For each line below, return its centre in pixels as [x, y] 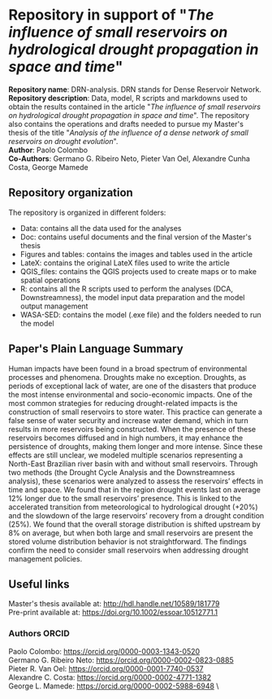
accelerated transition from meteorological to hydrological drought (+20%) [133, 507]
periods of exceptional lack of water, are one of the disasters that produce [133, 386]
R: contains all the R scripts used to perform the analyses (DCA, [127, 288]
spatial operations [50, 280]
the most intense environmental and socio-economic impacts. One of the [131, 394]
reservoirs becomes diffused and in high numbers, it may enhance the [126, 438]
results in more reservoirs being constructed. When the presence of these [132, 429]
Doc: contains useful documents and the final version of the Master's [136, 237]
